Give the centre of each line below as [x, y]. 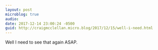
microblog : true [22, 14]
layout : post [19, 10]
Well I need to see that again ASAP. [41, 42]
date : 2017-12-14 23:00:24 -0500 [40, 24]
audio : [12, 19]
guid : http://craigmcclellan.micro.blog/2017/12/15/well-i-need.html [79, 28]
